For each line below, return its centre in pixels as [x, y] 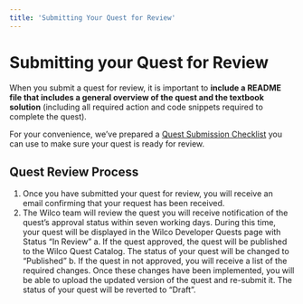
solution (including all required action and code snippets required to [137, 107]
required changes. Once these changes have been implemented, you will [158, 271]
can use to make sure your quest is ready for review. [107, 143]
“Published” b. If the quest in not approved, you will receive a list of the [155, 261]
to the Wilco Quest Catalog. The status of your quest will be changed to [156, 252]
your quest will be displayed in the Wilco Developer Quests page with [151, 233]
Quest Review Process [74, 171]
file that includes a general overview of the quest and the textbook [137, 97]
